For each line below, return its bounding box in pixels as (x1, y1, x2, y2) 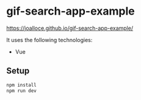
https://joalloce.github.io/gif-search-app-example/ (6, 24, 133, 32)
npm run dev (6, 87, 37, 94)
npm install (6, 82, 37, 88)
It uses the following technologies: (6, 36, 93, 43)
